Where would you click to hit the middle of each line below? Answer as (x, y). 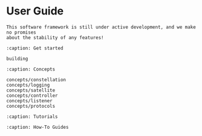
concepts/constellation (36, 79)
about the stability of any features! (55, 37)
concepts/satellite (31, 90)
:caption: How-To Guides (37, 127)
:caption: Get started (35, 48)
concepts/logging (28, 85)
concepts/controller (32, 95)
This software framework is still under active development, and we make (101, 27)
